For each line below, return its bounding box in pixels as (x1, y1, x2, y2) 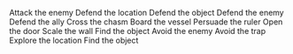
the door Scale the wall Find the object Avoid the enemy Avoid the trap (9, 26, 266, 36)
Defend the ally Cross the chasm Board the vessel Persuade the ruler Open (9, 17, 283, 27)
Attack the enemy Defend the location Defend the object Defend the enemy (9, 8, 285, 17)
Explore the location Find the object (9, 35, 139, 45)
